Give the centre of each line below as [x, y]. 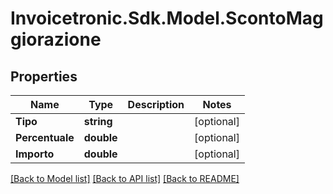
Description [156, 104]
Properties [44, 76]
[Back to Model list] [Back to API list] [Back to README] [125, 178]
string [98, 121]
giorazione [56, 39]
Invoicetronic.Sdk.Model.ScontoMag [167, 18]
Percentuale [45, 137]
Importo [35, 154]
